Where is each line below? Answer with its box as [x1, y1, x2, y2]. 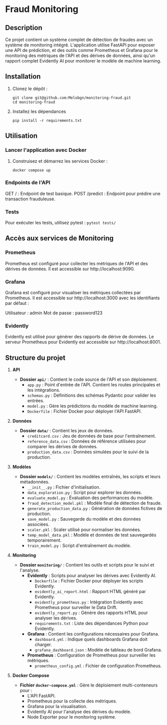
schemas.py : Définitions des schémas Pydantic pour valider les [27, 392, 156, 398]
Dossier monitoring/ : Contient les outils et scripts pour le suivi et [19, 562, 155, 568]
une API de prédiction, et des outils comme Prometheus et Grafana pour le [5, 47, 158, 53]
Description [5, 23, 42, 32]
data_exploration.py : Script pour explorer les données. [27, 490, 143, 496]
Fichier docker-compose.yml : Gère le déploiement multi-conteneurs [19, 682, 158, 688]
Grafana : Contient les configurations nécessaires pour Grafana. [27, 631, 160, 637]
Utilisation [5, 131, 38, 140]
